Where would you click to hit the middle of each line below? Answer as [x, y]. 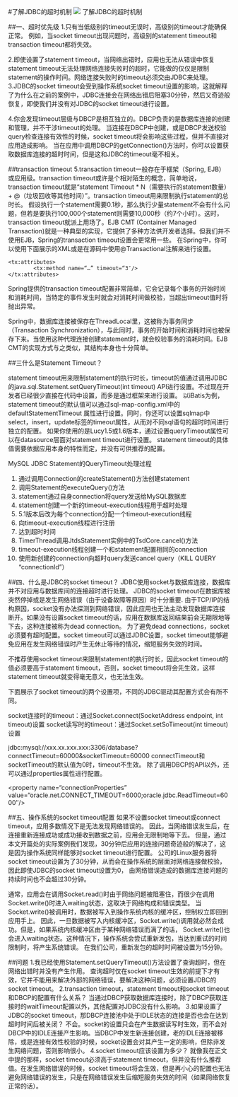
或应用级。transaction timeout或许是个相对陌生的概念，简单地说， [104, 178]
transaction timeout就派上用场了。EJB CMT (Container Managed [102, 222]
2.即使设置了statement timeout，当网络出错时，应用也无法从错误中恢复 [111, 59]
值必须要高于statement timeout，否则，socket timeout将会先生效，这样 [112, 668]
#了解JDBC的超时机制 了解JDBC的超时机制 [75, 12]
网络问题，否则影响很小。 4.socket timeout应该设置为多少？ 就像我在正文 [120, 1051]
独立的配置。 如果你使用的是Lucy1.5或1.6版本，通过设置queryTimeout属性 [115, 431]
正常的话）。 [25, 1086]
